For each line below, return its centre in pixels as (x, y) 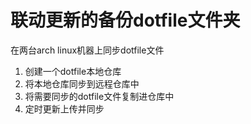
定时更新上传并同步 (64, 108)
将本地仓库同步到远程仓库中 (82, 83)
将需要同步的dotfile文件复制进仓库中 (99, 96)
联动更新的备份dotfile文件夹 (125, 20)
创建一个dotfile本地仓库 (73, 71)
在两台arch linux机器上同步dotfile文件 (87, 50)
